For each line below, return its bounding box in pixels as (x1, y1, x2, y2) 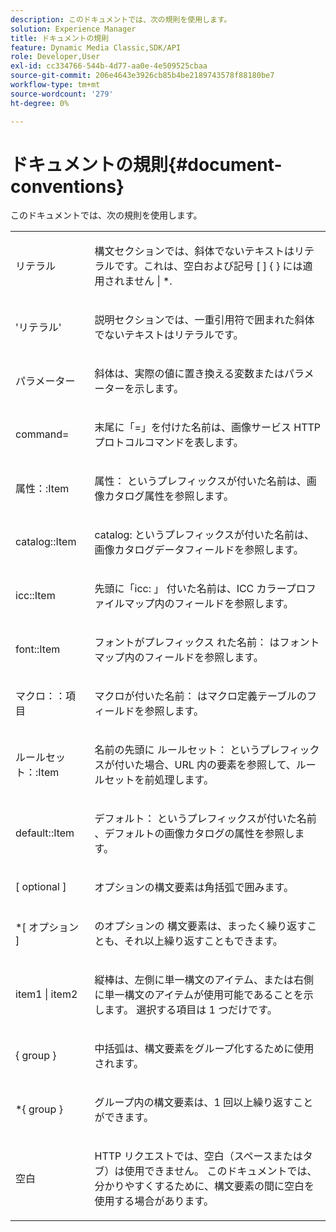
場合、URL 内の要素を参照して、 (144, 758, 297, 772)
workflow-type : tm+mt (10, 80, 101, 90)
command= (15, 427, 70, 441)
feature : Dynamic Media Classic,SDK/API (10, 42, 182, 53)
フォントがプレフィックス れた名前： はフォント (94, 636, 320, 650)
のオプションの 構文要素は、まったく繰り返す (94, 919, 308, 933)
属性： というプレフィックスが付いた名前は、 (94, 474, 307, 488)
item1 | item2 (15, 987, 78, 1001)
